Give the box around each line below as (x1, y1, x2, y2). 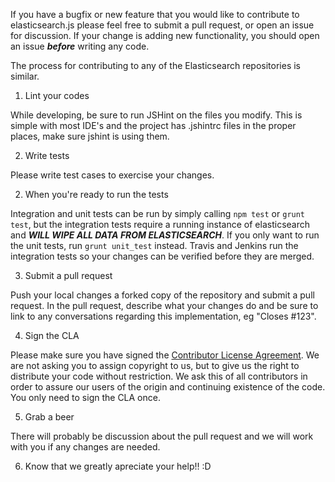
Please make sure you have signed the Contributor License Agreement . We (10, 349, 320, 361)
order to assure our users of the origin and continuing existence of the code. (10, 381, 326, 393)
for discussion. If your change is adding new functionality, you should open (10, 30, 320, 41)
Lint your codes (24, 90, 90, 101)
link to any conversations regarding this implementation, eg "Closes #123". (10, 310, 317, 322)
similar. (10, 70, 40, 82)
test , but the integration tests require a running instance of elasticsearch (10, 219, 310, 230)
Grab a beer (24, 411, 75, 423)
